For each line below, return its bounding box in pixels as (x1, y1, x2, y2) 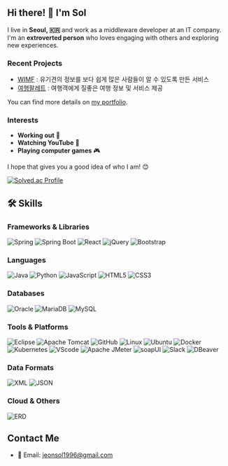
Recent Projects (7, 58, 63, 68)
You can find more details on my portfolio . (7, 98, 128, 106)
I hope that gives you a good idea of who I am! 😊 (7, 162, 149, 171)
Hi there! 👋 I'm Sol (7, 7, 87, 19)
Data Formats (7, 362, 55, 372)
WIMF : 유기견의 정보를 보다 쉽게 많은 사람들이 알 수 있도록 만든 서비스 (17, 75, 210, 84)
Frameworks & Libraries (7, 222, 90, 232)
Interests (7, 115, 38, 125)
